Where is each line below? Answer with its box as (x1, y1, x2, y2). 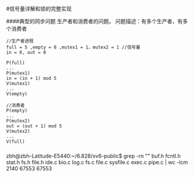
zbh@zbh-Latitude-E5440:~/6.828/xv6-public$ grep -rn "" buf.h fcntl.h (6, 153, 181, 160)
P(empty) (6, 108, 28, 114)
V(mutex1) (6, 81, 31, 86)
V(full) (6, 139, 25, 144)
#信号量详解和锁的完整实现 (6, 5, 72, 12)
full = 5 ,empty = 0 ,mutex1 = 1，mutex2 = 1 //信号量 (6, 44, 141, 50)
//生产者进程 (6, 38, 34, 44)
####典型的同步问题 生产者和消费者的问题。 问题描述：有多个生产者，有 (6, 18, 183, 25)
